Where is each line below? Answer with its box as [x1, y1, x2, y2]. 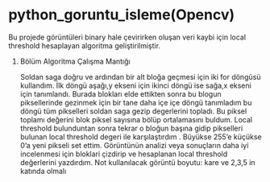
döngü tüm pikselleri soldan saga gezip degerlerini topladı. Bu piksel [19, 106, 247, 116]
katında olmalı [19, 166, 67, 176]
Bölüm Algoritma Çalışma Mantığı [19, 56, 131, 66]
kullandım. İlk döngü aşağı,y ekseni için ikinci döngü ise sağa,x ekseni [19, 81, 251, 90]
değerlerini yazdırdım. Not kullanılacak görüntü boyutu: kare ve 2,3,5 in [19, 157, 255, 167]
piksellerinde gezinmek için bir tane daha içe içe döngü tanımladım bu [19, 97, 252, 107]
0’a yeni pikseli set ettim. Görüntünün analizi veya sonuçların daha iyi [19, 140, 249, 150]
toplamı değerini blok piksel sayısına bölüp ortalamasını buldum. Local [19, 114, 252, 124]
